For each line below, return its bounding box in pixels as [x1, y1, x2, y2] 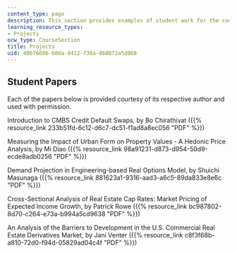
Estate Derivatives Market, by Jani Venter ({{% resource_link [7, 230, 183, 239]
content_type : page [7, 10, 65, 18]
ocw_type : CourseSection [7, 37, 80, 44]
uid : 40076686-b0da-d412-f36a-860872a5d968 [7, 50, 138, 57]
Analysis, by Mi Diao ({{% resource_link [7, 144, 122, 153]
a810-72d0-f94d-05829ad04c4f [7, 238, 102, 247]
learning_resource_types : [7, 23, 83, 30]
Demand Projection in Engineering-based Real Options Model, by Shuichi [7, 165, 220, 174]
